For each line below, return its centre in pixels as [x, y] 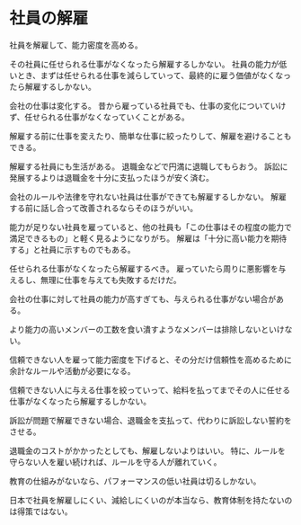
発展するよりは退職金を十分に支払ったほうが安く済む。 [111, 177]
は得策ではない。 [41, 511]
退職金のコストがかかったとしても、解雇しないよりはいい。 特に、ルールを [147, 450]
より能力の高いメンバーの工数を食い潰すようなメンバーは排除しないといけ [147, 329]
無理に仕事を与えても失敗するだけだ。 [111, 280]
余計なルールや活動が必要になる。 [72, 370]
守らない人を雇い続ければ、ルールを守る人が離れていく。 [115, 462]
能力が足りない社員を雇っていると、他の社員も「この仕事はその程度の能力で [150, 227]
